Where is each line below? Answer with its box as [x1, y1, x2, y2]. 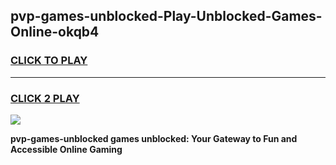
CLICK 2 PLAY [10, 91, 80, 105]
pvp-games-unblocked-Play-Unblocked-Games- [10, 8, 323, 25]
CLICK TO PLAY [10, 54, 88, 68]
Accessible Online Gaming [10, 143, 123, 155]
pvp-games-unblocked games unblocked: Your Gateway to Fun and [10, 132, 298, 144]
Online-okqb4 [10, 24, 100, 41]
